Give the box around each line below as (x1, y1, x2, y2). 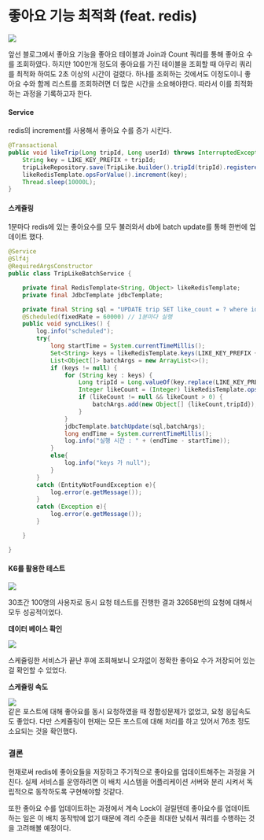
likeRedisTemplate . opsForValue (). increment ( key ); (22, 171, 189, 179)
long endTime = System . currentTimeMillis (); (64, 429, 213, 437)
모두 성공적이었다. (8, 607, 64, 617)
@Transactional (8, 142, 58, 149)
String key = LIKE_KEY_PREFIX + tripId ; (22, 156, 156, 164)
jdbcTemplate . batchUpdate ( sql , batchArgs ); (64, 422, 206, 430)
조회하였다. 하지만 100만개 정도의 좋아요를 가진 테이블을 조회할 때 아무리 (16, 59, 238, 68)
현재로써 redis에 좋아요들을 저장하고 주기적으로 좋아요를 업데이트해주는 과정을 (8, 768, 247, 777)
